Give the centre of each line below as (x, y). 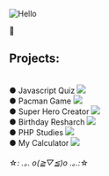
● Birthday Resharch (47, 122)
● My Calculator (39, 142)
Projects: (34, 59)
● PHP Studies (36, 132)
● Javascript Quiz (42, 90)
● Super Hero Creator (49, 111)
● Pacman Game (40, 101)
